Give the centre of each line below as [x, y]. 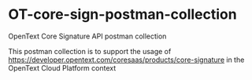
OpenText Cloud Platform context [62, 67]
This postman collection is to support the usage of [90, 51]
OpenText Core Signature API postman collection [87, 36]
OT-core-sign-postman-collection [123, 15]
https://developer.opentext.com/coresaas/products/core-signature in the [126, 60]
